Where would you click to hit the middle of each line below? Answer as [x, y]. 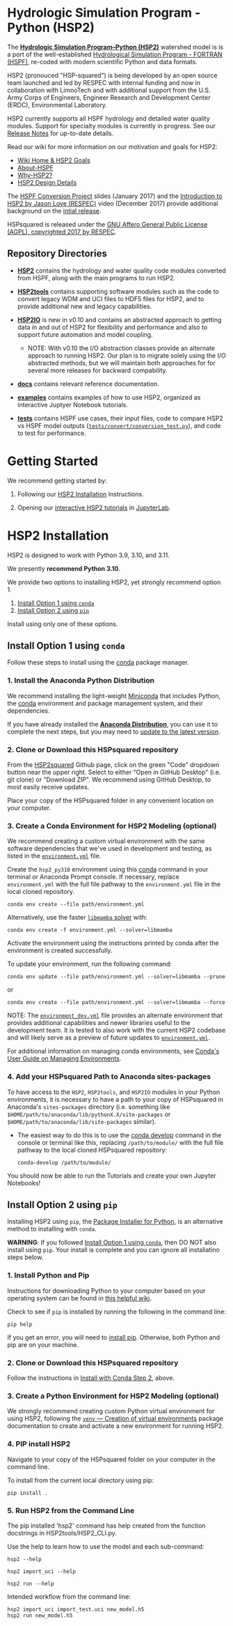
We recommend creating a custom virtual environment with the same [106, 841]
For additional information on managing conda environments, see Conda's [113, 1051]
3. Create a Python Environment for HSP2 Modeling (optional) [113, 1396]
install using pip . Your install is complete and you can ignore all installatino [114, 1250]
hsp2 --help [24, 1559]
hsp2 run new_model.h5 [40, 1616]
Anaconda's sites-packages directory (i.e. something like [89, 1107]
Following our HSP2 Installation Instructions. [80, 494]
